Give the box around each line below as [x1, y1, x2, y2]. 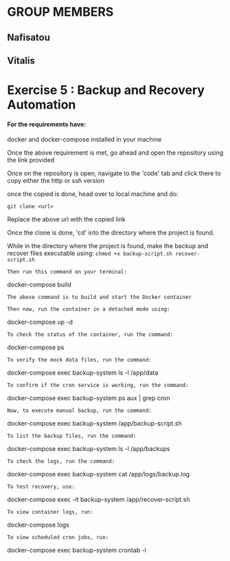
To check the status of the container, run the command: [7, 331, 174, 338]
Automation [7, 97, 76, 113]
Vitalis [7, 54, 36, 66]
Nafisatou [7, 32, 50, 43]
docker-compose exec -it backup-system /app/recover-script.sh [7, 496, 190, 504]
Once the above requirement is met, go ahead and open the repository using [7, 148, 224, 157]
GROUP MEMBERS [7, 4, 114, 20]
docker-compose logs [7, 520, 70, 529]
